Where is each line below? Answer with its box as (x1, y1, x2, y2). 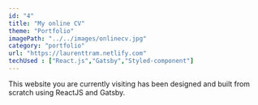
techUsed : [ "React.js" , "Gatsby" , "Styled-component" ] (8, 57, 195, 65)
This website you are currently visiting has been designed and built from (8, 78, 250, 89)
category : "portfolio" (8, 42, 85, 50)
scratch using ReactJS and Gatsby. (8, 87, 126, 97)
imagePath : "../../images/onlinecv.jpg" (8, 34, 148, 43)
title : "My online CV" (8, 19, 85, 27)
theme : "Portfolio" (8, 27, 75, 35)
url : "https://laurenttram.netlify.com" (8, 49, 148, 57)
